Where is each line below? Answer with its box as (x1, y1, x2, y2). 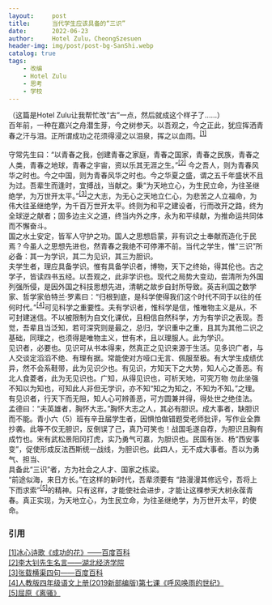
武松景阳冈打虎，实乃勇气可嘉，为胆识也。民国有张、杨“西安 (50, 434, 253, 444)
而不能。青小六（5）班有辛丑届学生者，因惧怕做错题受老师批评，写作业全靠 (8, 414, 261, 424)
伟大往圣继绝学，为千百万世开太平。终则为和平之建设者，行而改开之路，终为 (8, 201, 264, 211)
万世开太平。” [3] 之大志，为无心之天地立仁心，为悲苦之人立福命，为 (36, 190, 257, 201)
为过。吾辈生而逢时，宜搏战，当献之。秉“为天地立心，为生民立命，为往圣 (8, 180, 253, 190)
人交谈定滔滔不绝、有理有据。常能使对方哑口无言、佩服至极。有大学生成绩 (8, 353, 257, 363)
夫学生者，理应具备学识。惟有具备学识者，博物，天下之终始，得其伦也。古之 (8, 262, 264, 271)
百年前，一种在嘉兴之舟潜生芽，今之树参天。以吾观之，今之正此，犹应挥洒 (8, 121, 257, 130)
